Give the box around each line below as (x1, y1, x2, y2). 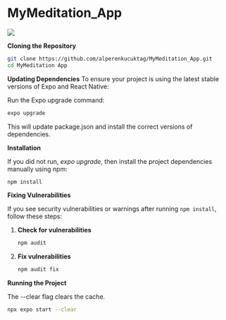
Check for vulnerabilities (17, 226, 92, 235)
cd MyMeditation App (7, 61, 68, 69)
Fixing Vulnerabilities (7, 191, 71, 199)
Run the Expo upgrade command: (7, 95, 105, 104)
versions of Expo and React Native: (7, 82, 109, 90)
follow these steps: (7, 212, 62, 220)
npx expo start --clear (7, 306, 77, 314)
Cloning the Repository (7, 41, 76, 50)
